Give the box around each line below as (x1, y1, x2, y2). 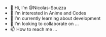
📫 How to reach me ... (10, 26, 57, 32)
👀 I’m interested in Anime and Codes (10, 10, 86, 16)
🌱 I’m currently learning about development (10, 15, 101, 21)
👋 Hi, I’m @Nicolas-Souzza (10, 5, 66, 10)
